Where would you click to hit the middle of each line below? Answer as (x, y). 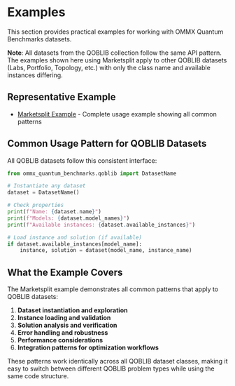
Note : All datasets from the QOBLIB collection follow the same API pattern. (115, 53)
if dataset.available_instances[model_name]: (74, 244)
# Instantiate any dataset (47, 186)
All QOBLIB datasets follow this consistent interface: (82, 160)
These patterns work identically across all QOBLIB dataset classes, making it (117, 361)
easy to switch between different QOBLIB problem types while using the (111, 368)
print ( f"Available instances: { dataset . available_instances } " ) (101, 225)
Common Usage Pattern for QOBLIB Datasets (107, 144)
